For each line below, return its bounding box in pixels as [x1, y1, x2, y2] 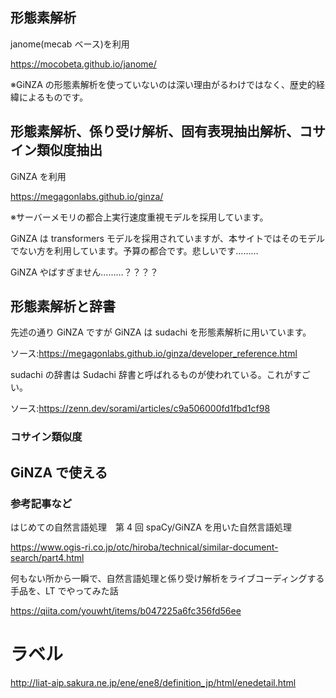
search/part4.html [10, 552, 85, 564]
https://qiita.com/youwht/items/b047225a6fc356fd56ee [10, 605, 242, 617]
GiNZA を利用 [10, 170, 67, 182]
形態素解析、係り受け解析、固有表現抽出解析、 [10, 123, 300, 140]
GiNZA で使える [10, 464, 108, 481]
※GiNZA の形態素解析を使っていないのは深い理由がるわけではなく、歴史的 [10, 78, 317, 90]
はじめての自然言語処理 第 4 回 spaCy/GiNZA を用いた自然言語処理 [10, 521, 292, 533]
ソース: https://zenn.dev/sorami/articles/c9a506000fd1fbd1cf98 [10, 403, 271, 415]
